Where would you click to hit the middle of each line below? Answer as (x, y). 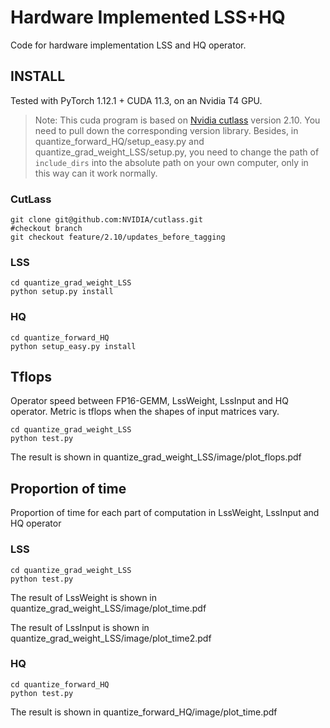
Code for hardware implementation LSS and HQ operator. (128, 45)
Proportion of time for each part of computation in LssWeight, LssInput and (165, 513)
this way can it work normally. (96, 173)
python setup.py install (62, 292)
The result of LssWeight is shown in (84, 597)
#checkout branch (46, 229)
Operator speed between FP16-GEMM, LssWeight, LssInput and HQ (149, 401)
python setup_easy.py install (73, 346)
